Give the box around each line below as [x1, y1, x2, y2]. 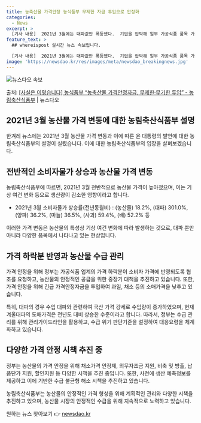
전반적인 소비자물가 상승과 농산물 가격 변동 [6, 166, 153, 177]
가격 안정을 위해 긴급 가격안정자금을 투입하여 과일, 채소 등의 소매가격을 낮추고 [6, 283, 187, 290]
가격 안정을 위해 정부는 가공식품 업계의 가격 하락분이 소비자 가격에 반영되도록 [6, 268, 185, 275]
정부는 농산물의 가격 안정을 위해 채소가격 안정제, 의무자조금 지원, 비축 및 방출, [6, 362, 187, 369]
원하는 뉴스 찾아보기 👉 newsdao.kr [6, 410, 91, 417]
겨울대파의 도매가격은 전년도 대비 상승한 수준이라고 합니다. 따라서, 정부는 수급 [6, 311, 187, 318]
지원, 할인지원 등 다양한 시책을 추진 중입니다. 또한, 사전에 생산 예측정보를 [22, 370, 191, 377]
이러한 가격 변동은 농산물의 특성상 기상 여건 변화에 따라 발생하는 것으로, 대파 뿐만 [6, 224, 194, 232]
